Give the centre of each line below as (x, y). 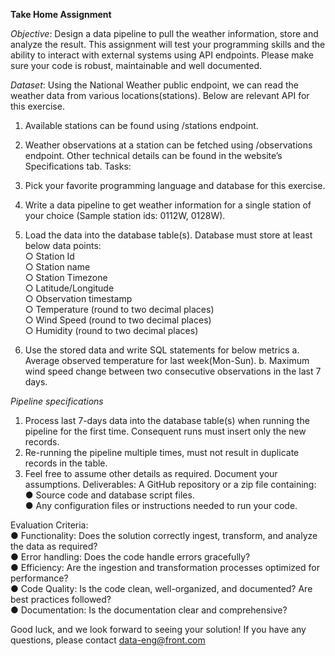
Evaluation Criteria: (49, 525)
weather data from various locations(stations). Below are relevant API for (160, 95)
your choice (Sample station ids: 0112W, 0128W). (125, 215)
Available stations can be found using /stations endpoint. (141, 125)
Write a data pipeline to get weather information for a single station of (168, 205)
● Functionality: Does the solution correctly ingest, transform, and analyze (164, 535)
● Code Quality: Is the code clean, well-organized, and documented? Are (161, 588)
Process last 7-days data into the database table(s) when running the (167, 420)
